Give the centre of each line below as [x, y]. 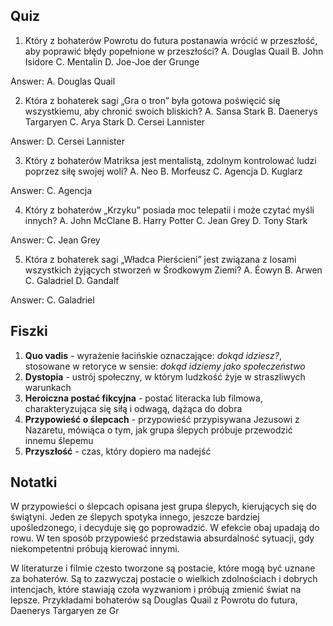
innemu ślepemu [59, 440]
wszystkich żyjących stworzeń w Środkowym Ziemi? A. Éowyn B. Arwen [173, 270]
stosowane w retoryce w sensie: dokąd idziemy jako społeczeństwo [165, 366]
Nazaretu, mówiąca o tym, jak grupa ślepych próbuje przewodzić [158, 430]
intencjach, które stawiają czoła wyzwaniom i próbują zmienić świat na [156, 590]
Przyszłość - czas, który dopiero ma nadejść [118, 451]
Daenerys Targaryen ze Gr [65, 611]
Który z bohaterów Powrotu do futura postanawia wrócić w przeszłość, [171, 40]
